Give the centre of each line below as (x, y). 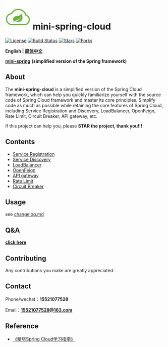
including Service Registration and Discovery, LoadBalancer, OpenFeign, (80, 111)
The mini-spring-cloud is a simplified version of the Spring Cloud (74, 89)
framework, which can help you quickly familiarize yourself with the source (83, 95)
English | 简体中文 (24, 51)
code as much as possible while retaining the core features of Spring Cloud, (84, 105)
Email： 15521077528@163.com (39, 310)
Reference (22, 326)
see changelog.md (25, 214)
